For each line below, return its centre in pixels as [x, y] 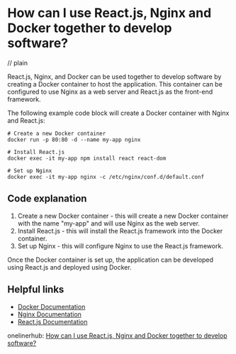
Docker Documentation [51, 306]
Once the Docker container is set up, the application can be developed [111, 260]
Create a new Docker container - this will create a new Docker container [123, 216]
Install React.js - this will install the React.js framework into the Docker [120, 231]
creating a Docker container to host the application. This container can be [115, 84]
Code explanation [47, 199]
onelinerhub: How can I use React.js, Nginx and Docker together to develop [117, 336]
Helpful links [36, 290]
